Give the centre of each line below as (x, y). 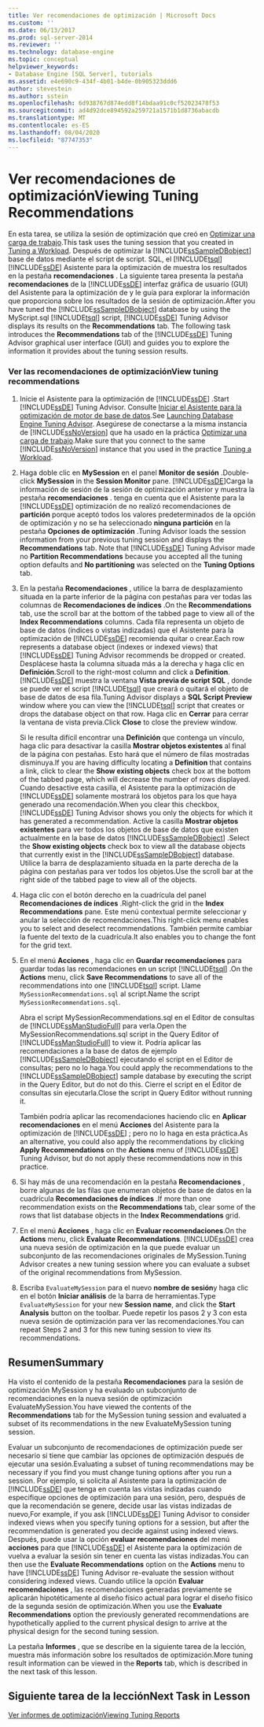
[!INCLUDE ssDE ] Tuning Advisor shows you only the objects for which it (136, 813)
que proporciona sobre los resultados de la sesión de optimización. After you (132, 301)
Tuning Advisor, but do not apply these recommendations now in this (131, 1158)
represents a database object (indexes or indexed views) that (119, 647)
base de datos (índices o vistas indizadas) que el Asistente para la (126, 630)
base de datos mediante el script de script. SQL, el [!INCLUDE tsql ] (115, 259)
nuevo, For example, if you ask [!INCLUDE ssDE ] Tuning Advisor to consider (129, 1514)
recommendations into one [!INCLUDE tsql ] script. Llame (110, 985)
